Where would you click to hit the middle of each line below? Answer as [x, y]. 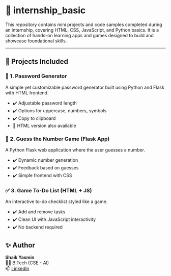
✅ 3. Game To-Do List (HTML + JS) [49, 190]
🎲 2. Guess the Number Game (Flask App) [58, 139]
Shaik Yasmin [20, 258]
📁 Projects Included [37, 61]
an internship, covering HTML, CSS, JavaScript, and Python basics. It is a [82, 30]
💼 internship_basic [46, 10]
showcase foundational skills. [36, 41]
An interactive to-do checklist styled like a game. [56, 202]
